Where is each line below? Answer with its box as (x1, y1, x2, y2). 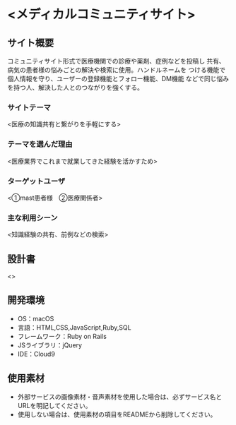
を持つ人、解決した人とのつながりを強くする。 (7, 83, 143, 92)
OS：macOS (17, 314, 54, 323)
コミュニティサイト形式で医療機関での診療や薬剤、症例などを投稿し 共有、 (7, 57, 226, 65)
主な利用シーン (7, 212, 58, 222)
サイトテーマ (7, 102, 52, 112)
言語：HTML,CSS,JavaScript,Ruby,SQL (17, 323, 132, 332)
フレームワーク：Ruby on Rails (17, 332, 107, 340)
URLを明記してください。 (17, 401, 92, 409)
